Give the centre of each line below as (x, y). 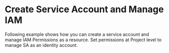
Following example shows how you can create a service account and (77, 34)
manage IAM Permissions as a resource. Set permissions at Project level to (83, 40)
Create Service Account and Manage (84, 9)
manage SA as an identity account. (41, 45)
